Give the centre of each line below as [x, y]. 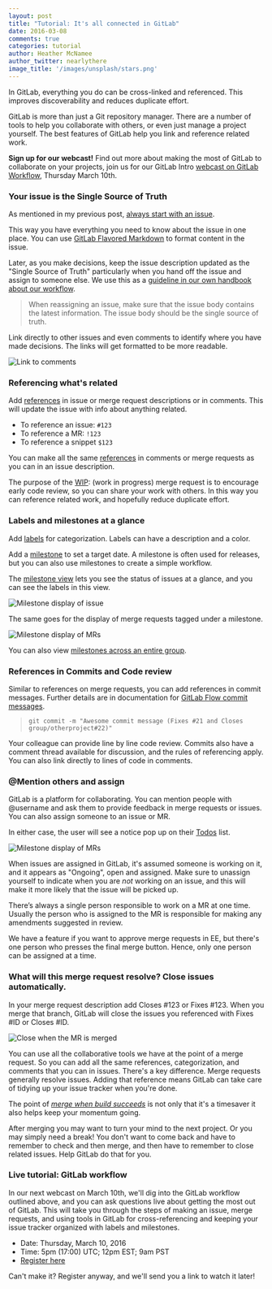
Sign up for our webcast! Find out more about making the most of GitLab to [135, 158]
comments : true [34, 39]
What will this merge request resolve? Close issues [111, 977]
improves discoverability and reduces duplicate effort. [99, 100]
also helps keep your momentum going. [75, 1112]
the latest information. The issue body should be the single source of [143, 313]
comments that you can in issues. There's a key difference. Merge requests [135, 1070]
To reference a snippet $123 [67, 442]
